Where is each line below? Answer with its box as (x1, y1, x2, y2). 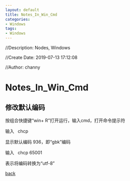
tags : (5, 26, 17, 31)
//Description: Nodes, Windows (5, 45, 71, 50)
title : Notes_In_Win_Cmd (5, 12, 57, 17)
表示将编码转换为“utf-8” (5, 160, 55, 166)
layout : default (5, 7, 39, 13)
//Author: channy (5, 64, 40, 70)
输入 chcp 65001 (5, 150, 42, 155)
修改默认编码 (5, 103, 45, 111)
